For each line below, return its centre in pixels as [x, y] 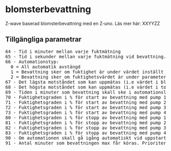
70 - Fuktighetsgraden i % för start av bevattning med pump [83, 97]
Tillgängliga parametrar [44, 39]
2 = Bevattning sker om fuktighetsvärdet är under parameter [88, 77]
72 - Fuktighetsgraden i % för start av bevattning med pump [83, 107]
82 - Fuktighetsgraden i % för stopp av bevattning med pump [83, 128]
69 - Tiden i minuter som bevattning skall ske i [68, 92]
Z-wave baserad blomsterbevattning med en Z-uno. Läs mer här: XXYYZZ [83, 23]
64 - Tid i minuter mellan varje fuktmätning [63, 51]
